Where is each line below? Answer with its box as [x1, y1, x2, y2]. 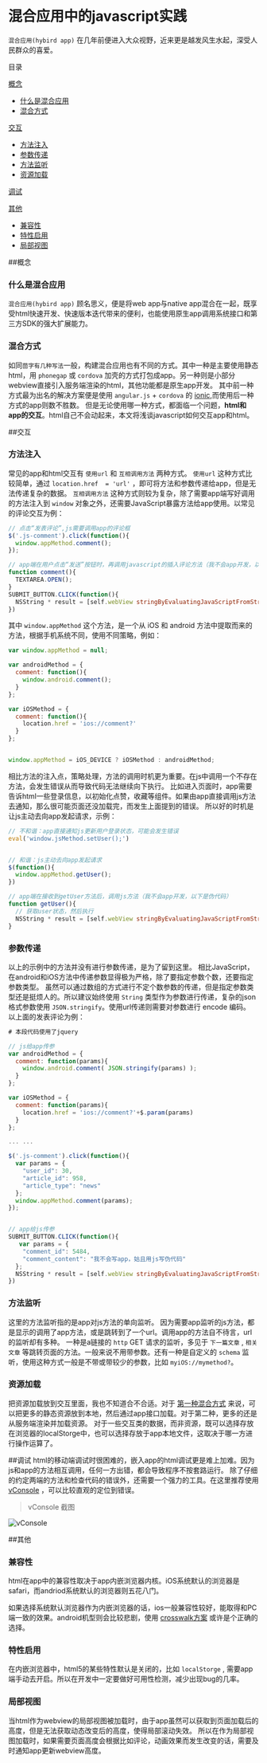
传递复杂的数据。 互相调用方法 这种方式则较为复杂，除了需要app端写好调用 [14, 488, 256, 498]
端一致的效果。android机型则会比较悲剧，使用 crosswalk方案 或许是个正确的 [8, 1613, 258, 1623]
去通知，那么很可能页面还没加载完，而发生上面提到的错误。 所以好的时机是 [8, 801, 254, 811]
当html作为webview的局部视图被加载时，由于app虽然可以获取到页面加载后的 [8, 1715, 259, 1726]
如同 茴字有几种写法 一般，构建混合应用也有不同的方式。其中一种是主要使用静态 [8, 360, 259, 370]
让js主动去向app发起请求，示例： [8, 811, 117, 821]
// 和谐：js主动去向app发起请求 [8, 856, 103, 864]
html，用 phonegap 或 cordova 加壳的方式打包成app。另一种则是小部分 [8, 370, 236, 379]
